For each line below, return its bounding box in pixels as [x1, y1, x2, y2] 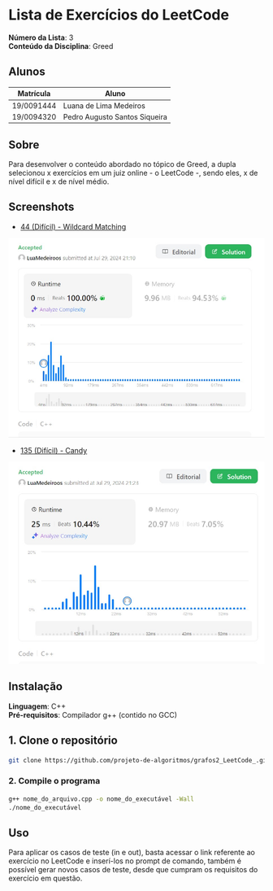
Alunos [8, 65, 46, 79]
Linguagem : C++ [8, 701, 67, 711]
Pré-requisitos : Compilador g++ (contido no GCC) [8, 710, 177, 719]
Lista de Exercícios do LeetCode [8, 6, 230, 24]
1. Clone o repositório [8, 734, 118, 748]
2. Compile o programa [8, 775, 101, 787]
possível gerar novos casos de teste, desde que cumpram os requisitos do [8, 865, 258, 875]
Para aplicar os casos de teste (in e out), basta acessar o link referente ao [8, 848, 256, 858]
